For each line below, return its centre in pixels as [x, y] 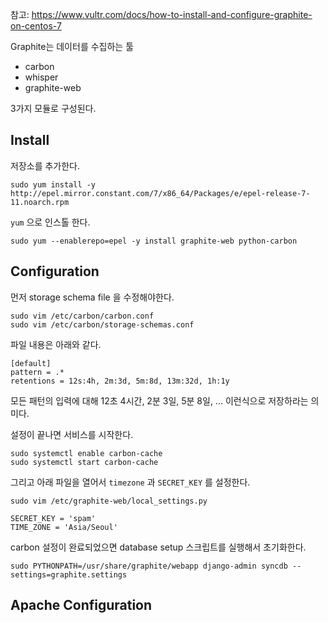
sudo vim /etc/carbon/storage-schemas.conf [102, 324]
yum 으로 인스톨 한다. [50, 222]
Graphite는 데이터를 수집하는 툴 [72, 46]
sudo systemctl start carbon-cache [84, 462]
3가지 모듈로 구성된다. [53, 108]
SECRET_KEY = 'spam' [53, 518]
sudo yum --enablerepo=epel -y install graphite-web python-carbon [154, 241]
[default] [31, 363]
